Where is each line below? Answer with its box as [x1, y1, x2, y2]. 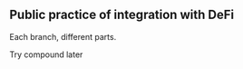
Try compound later [9, 49, 83, 60]
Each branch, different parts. [9, 31, 117, 42]
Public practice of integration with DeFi [9, 7, 234, 23]
